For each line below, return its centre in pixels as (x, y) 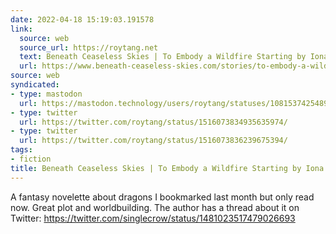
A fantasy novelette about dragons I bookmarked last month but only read (162, 197)
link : (21, 29)
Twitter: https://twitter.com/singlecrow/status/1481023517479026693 (153, 218)
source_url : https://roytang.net (89, 47)
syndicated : (35, 85)
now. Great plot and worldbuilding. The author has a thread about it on (155, 207)
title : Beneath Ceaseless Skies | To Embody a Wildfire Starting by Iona (167, 168)
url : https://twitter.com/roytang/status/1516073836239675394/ (153, 141)
